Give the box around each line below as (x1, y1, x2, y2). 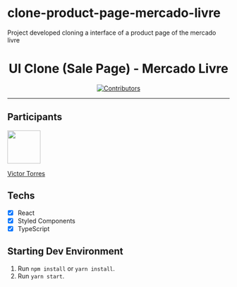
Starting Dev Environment (7, 245, 123, 257)
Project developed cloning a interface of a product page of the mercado (7, 28, 217, 37)
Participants (7, 111, 62, 123)
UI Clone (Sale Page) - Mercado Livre (8, 61, 229, 77)
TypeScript (17, 224, 50, 233)
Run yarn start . (17, 271, 65, 280)
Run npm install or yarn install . (17, 264, 115, 273)
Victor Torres (7, 169, 46, 177)
